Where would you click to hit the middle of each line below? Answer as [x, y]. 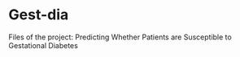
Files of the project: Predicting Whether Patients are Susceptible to [120, 37]
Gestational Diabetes [44, 45]
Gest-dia [39, 15]
